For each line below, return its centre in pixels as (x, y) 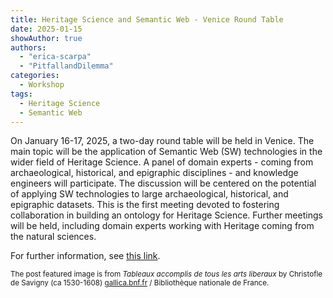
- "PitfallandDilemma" (66, 66)
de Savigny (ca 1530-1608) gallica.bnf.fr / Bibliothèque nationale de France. (140, 283)
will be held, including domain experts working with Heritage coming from (162, 226)
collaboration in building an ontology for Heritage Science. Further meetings (166, 215)
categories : (35, 76)
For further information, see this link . (85, 256)
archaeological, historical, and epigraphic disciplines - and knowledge (154, 173)
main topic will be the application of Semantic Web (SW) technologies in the (166, 152)
